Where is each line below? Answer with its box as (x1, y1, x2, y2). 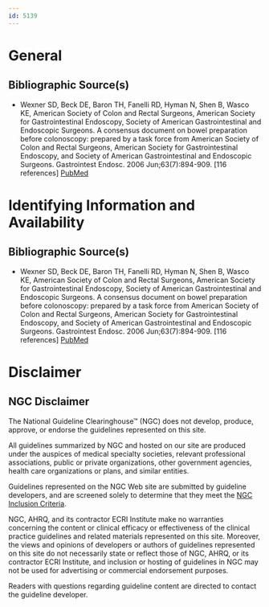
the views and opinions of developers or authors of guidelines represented (8, 539, 255, 549)
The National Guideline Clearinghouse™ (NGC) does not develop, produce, (8, 416, 255, 426)
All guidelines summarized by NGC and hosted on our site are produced (8, 440, 247, 450)
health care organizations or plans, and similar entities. (8, 466, 190, 475)
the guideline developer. (8, 589, 88, 599)
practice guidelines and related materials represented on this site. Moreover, (8, 531, 261, 541)
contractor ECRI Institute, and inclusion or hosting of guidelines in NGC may (8, 556, 259, 567)
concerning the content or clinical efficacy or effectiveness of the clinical (8, 523, 251, 532)
